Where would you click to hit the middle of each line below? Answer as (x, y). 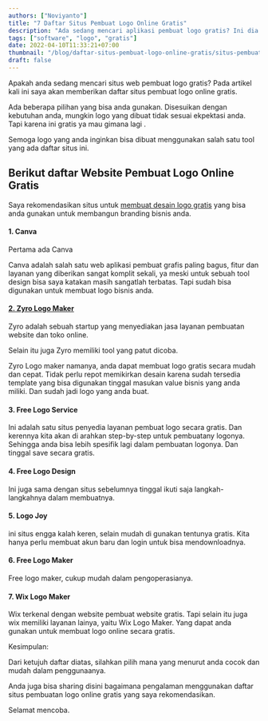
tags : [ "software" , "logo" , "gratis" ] (73, 38)
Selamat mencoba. (39, 710)
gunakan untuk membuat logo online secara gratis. (92, 631)
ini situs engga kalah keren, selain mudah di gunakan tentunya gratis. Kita (129, 533)
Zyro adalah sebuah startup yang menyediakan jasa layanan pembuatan (126, 327)
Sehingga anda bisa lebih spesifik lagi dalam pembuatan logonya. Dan (123, 444)
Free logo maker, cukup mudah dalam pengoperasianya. (100, 578)
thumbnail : (26, 53)
